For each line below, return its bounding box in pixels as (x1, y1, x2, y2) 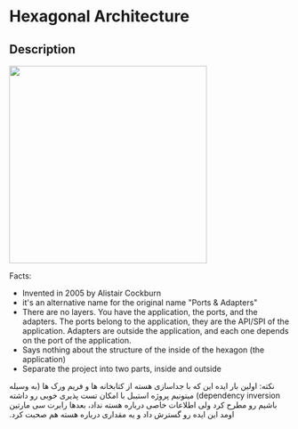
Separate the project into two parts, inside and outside (21, 363, 222, 374)
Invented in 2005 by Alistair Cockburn (21, 287, 162, 298)
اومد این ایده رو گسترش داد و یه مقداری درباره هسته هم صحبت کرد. (9, 409, 235, 419)
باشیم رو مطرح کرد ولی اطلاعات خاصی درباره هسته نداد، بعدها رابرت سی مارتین (9, 400, 278, 410)
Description (9, 42, 76, 57)
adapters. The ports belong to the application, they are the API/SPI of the (21, 316, 290, 327)
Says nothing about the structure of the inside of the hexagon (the (21, 344, 265, 355)
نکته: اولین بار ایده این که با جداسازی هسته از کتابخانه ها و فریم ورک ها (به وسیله (9, 381, 276, 391)
